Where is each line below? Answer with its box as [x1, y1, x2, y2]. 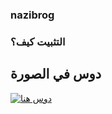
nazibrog [10, 8, 55, 22]
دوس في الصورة [10, 66, 102, 83]
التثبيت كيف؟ [10, 34, 66, 48]
